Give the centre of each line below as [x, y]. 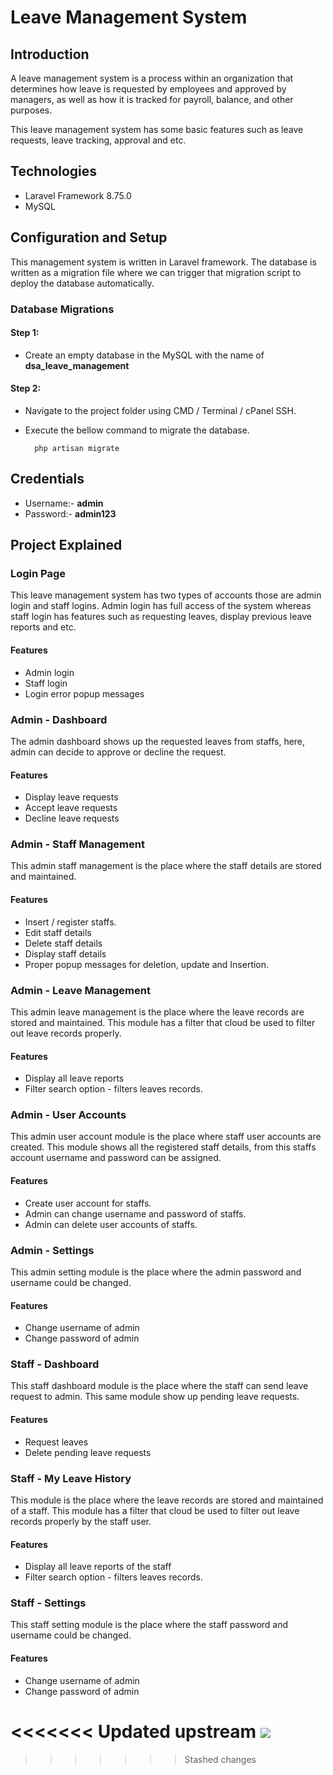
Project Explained [66, 545]
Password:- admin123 [70, 513]
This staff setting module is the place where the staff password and [149, 1625]
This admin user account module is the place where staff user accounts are [166, 1137]
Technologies [54, 171]
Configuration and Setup [89, 237]
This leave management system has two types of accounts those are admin [166, 595]
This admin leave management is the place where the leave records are [157, 1012]
